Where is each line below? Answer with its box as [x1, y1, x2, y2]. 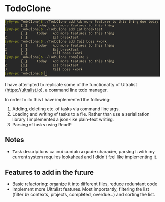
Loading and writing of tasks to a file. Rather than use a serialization [12, 111, 150, 117]
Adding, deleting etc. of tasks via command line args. [12, 106, 120, 112]
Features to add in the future [5, 168, 94, 177]
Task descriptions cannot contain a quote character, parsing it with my [12, 149, 155, 154]
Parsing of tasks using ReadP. [12, 121, 73, 127]
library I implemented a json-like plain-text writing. [12, 116, 114, 122]
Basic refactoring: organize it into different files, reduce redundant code [12, 181, 158, 187]
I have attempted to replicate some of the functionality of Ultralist [5, 81, 137, 87]
